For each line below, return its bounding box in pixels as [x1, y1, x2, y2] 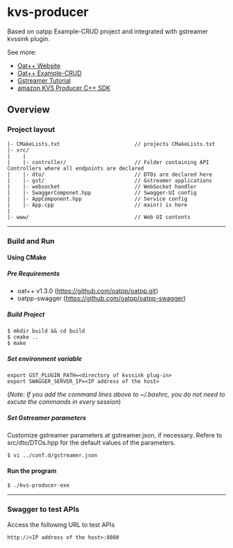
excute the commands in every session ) [7, 398, 121, 406]
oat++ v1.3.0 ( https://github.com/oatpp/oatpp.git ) [17, 287, 158, 296]
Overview [7, 104, 51, 115]
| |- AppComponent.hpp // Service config [7, 195, 188, 202]
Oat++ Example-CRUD [17, 69, 82, 77]
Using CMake [7, 253, 47, 261]
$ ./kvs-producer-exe [7, 482, 70, 489]
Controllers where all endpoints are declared [7, 165, 144, 172]
